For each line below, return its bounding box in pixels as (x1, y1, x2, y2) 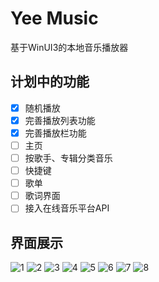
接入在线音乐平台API (24, 202, 110, 214)
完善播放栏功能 (24, 127, 87, 139)
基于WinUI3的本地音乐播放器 (10, 41, 129, 53)
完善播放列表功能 (24, 114, 96, 126)
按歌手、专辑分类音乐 (24, 152, 113, 164)
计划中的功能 (10, 73, 90, 91)
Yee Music (10, 7, 99, 30)
